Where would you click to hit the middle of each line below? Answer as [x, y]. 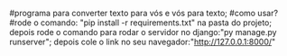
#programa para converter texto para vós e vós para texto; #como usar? [143, 13]
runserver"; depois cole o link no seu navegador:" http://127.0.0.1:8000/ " [143, 42]
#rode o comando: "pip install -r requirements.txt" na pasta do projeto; [141, 23]
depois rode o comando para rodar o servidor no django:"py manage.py [143, 32]
